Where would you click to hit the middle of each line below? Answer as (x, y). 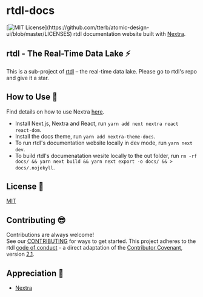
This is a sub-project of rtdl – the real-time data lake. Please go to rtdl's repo (101, 71)
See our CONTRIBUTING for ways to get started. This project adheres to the (101, 241)
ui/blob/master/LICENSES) (39, 33)
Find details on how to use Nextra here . (55, 111)
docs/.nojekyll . (35, 167)
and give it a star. (28, 78)
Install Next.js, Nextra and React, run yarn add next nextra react (97, 123)
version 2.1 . (20, 254)
